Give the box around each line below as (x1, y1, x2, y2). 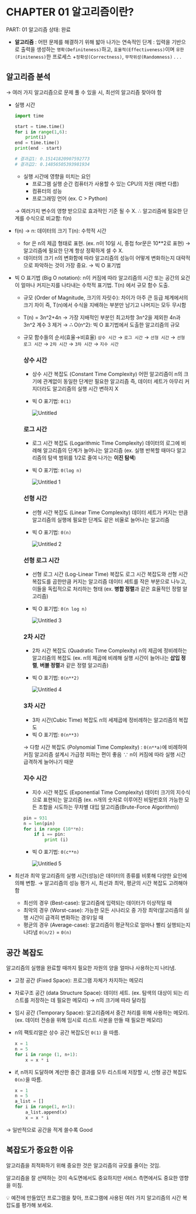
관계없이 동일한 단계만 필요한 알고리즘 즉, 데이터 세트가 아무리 (43, 378, 184, 385)
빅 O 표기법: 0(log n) (32, 467, 82, 474)
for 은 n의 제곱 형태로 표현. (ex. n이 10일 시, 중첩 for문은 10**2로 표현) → (23, 239, 191, 247)
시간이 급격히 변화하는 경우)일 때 (29, 914, 104, 921)
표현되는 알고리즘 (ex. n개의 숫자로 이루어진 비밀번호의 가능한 (43, 796, 183, 803)
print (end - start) (14, 145, 63, 152)
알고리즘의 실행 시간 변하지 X (52, 385, 119, 393)
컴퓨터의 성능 (32, 187, 63, 194)
